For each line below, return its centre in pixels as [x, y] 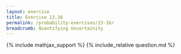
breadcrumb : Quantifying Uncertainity [55, 28]
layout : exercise [28, 12]
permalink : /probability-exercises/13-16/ [60, 23]
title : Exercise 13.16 [35, 17]
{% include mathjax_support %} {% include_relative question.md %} [91, 45]
